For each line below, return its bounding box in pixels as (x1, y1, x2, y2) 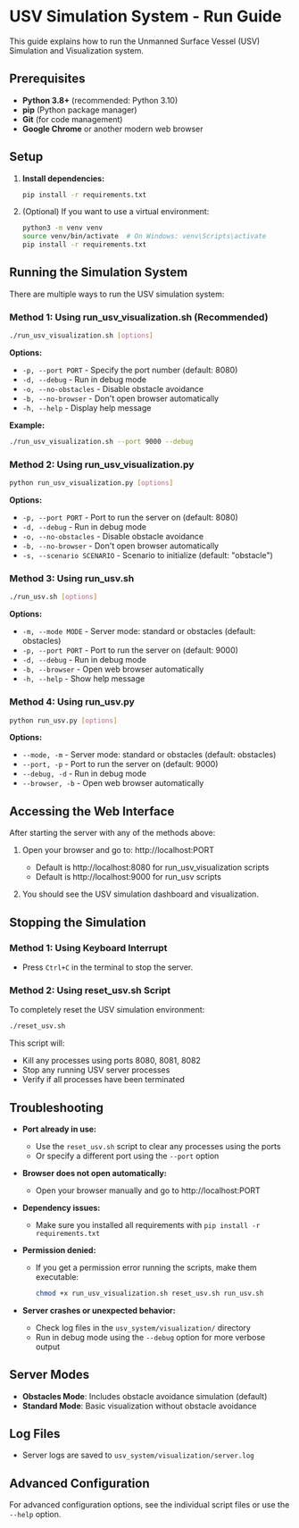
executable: (35, 1271, 79, 1282)
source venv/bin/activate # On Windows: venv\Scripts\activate (21, 232, 267, 241)
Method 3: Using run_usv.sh (9, 572, 135, 585)
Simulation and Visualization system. (9, 45, 145, 55)
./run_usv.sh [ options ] (9, 592, 98, 602)
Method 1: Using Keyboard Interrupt (9, 941, 168, 954)
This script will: (9, 1038, 65, 1048)
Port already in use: (21, 1123, 96, 1134)
